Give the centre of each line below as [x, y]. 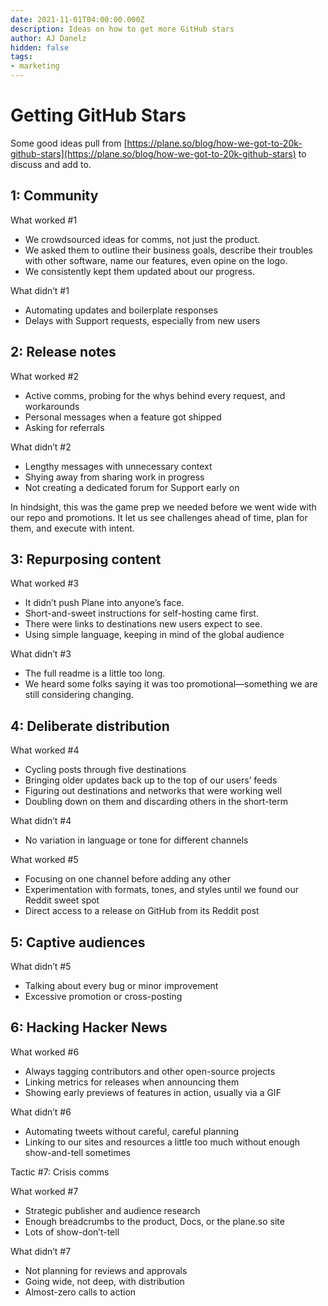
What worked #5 [44, 860]
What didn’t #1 [40, 290]
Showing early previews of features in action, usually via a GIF [153, 1092]
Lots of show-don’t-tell [72, 1232]
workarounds [52, 406]
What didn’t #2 [41, 447]
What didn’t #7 [41, 1251]
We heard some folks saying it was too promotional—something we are [171, 684]
